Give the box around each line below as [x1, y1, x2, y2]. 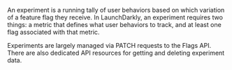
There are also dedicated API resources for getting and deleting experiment [7, 49, 225, 57]
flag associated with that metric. [7, 28, 100, 36]
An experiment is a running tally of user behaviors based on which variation [7, 6, 225, 14]
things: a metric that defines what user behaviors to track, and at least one [7, 21, 222, 28]
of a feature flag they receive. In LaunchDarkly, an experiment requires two [7, 13, 224, 21]
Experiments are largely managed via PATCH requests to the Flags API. [7, 42, 212, 49]
